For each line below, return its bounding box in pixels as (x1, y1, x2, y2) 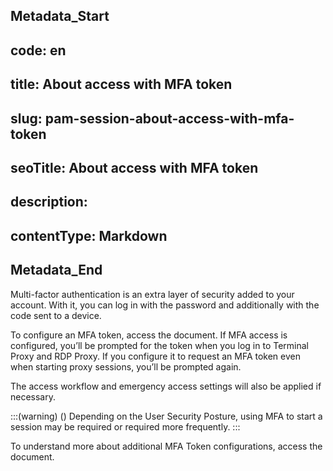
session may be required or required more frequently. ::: (10, 420, 241, 433)
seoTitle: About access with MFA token (10, 159, 259, 176)
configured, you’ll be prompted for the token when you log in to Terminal (10, 339, 309, 351)
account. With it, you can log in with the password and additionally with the (10, 299, 320, 311)
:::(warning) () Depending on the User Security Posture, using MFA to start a (10, 410, 323, 422)
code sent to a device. (10, 309, 102, 321)
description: (10, 194, 88, 211)
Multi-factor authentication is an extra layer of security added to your (10, 288, 295, 300)
